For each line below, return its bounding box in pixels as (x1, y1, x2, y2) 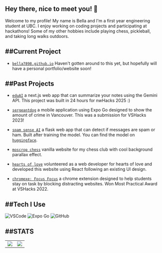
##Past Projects (5, 80, 54, 88)
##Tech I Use (5, 200, 46, 208)
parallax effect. (12, 152, 43, 158)
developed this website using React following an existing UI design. (12, 166, 147, 172)
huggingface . (12, 137, 38, 143)
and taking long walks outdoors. (5, 33, 69, 39)
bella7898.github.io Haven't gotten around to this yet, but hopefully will (12, 60, 157, 66)
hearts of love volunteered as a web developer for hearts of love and (12, 161, 152, 167)
